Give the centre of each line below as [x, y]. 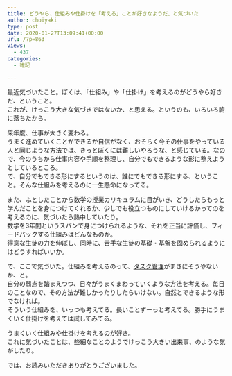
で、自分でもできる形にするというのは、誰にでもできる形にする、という [110, 176]
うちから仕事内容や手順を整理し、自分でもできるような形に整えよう [128, 159]
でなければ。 [25, 301]
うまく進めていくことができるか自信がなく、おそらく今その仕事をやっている [116, 141]
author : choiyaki [32, 20]
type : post [23, 26]
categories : [24, 59]
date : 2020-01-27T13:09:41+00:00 [55, 33]
